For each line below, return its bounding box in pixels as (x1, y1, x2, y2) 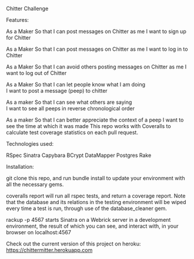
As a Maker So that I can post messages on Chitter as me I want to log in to (6, 45, 188, 53)
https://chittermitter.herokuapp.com (6, 247, 93, 253)
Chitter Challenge (6, 5, 49, 12)
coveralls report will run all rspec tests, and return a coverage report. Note (6, 192, 186, 199)
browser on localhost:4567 (6, 229, 72, 235)
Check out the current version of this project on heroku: (6, 240, 141, 247)
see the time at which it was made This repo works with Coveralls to (6, 123, 172, 129)
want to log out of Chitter (6, 70, 67, 76)
